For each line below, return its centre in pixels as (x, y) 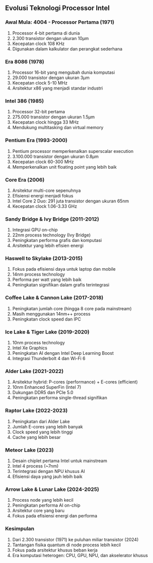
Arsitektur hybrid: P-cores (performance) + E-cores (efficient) (75, 382)
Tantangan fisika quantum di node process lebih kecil (66, 545)
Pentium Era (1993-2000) (36, 141)
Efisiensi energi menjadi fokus (43, 195)
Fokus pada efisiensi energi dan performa (55, 516)
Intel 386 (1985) (25, 101)
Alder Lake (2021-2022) (35, 371)
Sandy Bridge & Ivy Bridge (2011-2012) (52, 219)
